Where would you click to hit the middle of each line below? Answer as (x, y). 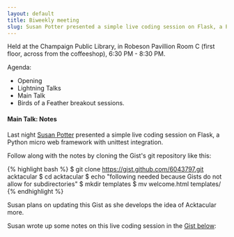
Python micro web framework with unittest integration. (85, 142)
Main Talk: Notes (32, 118)
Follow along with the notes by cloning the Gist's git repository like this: (109, 155)
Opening (30, 81)
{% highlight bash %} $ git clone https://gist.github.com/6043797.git (106, 169)
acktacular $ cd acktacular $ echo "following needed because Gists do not (115, 176)
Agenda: (19, 68)
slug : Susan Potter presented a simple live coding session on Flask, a (115, 26)
